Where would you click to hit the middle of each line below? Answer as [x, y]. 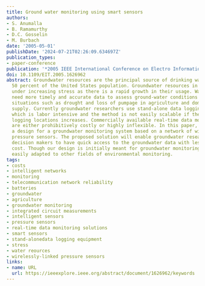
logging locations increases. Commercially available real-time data [102, 120]
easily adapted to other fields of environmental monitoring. [92, 154]
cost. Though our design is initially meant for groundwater [91, 148]
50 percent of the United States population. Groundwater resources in [105, 86]
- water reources [28, 251]
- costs [16, 166]
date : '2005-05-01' [31, 46]
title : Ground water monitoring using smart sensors [75, 12]
